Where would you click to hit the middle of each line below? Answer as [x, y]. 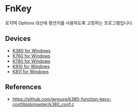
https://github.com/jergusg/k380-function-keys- [62, 99]
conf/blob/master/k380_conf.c [43, 104]
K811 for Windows [30, 72]
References [23, 87]
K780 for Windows [31, 61]
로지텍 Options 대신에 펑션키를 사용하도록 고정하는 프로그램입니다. [69, 23]
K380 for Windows [31, 50]
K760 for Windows [31, 56]
